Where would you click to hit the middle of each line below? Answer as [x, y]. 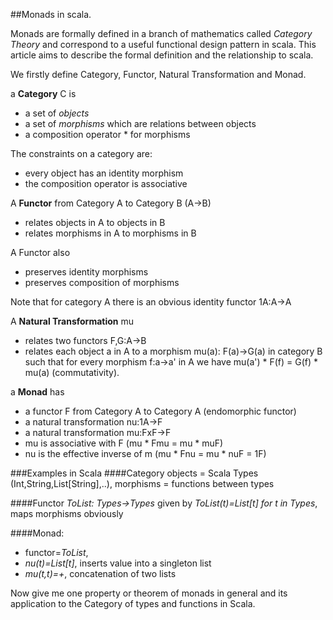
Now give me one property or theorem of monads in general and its [149, 593]
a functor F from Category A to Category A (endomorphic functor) [160, 411]
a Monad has [37, 392]
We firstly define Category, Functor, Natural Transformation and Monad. [158, 74]
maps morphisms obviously [67, 513]
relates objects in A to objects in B [95, 222]
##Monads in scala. [51, 14]
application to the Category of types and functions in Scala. [133, 603]
